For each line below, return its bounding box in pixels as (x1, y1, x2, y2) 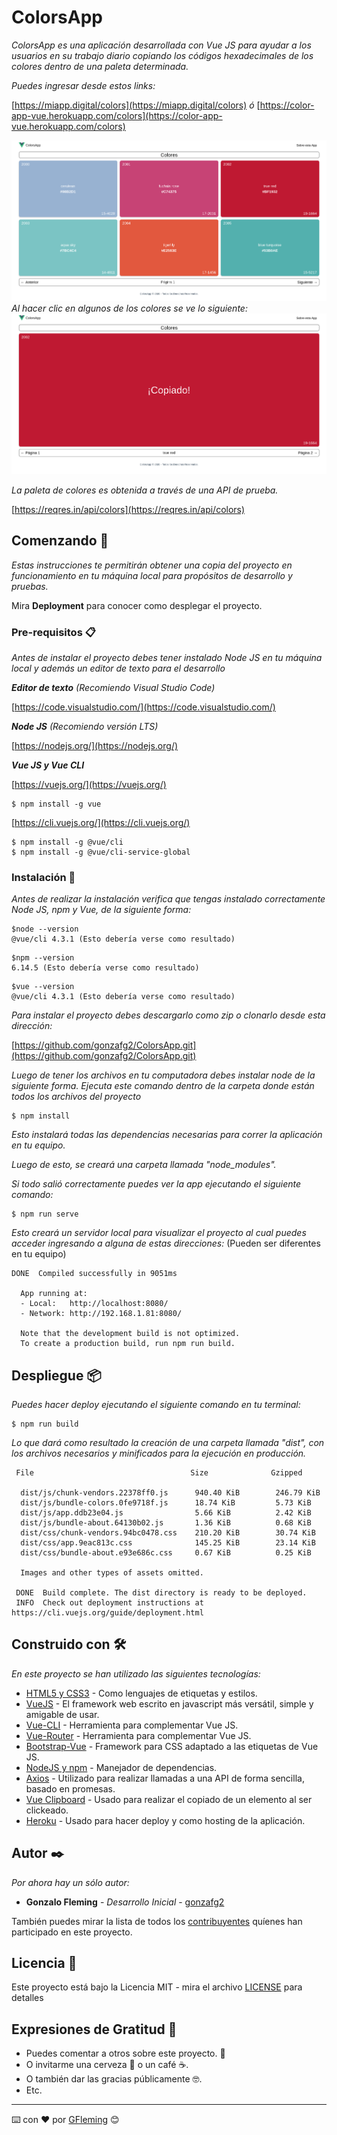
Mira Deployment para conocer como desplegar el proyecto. (11, 599, 263, 611)
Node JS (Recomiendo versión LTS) (11, 720, 159, 732)
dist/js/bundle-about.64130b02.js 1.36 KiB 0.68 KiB (20, 1518, 312, 1528)
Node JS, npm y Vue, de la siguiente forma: (11, 904, 192, 916)
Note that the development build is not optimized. (20, 1329, 241, 1339)
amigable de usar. (25, 1708, 100, 1720)
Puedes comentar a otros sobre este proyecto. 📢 (25, 2047, 226, 2060)
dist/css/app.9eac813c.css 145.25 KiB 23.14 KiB (20, 1538, 316, 1548)
